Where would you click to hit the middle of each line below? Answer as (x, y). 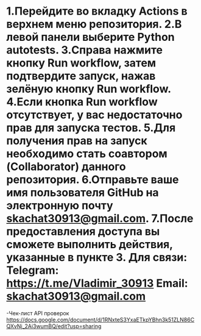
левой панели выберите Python (90, 37)
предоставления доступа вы (83, 231)
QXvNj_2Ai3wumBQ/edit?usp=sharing (54, 326)
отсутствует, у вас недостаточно (94, 115)
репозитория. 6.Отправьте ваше (93, 180)
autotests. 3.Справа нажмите (85, 50)
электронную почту (60, 206)
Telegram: (33, 270)
